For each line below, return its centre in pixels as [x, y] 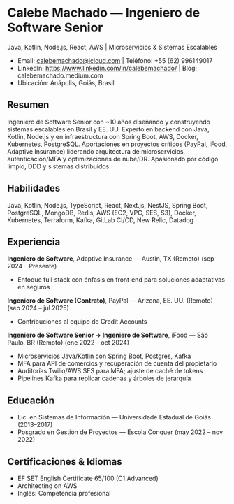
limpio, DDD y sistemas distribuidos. [59, 166]
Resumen [28, 105]
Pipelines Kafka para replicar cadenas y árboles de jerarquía [104, 378]
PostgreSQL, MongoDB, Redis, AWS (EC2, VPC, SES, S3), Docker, [102, 213]
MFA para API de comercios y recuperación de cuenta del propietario [117, 363]
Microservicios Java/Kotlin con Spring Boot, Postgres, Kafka [104, 356]
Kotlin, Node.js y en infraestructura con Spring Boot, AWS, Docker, [103, 136]
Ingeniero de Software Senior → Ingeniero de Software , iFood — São [108, 335]
